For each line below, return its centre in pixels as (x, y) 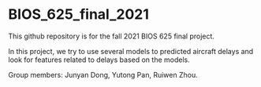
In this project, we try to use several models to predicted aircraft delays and (131, 51)
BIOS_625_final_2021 (79, 14)
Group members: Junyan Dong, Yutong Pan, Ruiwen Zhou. (103, 74)
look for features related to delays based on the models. (99, 60)
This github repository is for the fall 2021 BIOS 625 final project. (112, 36)
